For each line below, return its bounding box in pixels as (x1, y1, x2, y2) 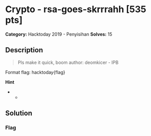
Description (5, 46, 43, 54)
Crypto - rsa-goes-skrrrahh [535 (5, 4, 146, 15)
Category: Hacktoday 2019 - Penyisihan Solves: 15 (5, 31, 112, 37)
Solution (5, 109, 32, 118)
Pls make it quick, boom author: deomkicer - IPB (17, 59, 119, 65)
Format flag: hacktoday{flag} (5, 69, 65, 75)
